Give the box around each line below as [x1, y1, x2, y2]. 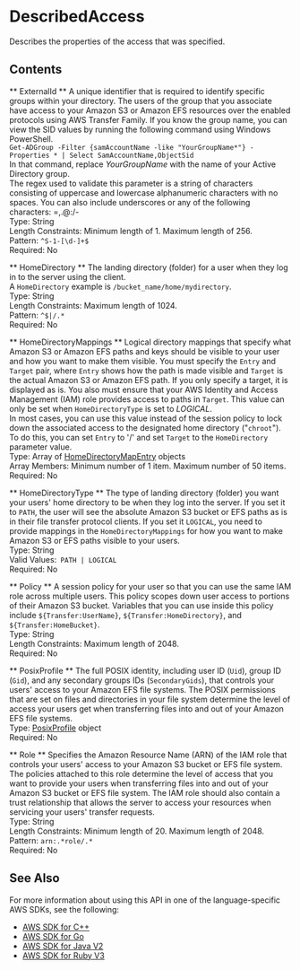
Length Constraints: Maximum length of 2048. [9, 638, 179, 649]
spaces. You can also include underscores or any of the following [9, 197, 251, 207]
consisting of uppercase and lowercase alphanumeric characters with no [9, 187, 279, 198]
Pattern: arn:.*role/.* [9, 835, 93, 845]
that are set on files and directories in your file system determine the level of [9, 694, 291, 704]
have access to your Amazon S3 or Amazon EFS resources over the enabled [9, 105, 291, 116]
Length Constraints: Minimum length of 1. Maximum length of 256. [9, 225, 253, 236]
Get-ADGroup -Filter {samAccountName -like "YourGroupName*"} [9, 143, 246, 152]
